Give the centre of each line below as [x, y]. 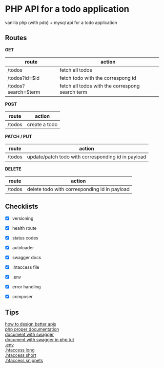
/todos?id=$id [24, 78]
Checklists [22, 206]
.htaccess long [20, 350]
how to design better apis [31, 324]
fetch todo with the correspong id [98, 78]
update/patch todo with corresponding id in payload [87, 156]
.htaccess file [26, 267]
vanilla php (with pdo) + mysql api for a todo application [61, 22]
